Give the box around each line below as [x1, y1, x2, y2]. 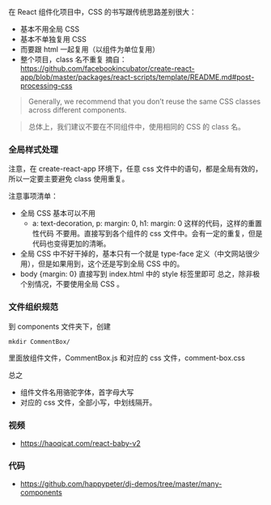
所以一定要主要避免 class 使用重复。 [8, 174, 129, 184]
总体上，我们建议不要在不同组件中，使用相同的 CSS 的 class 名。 [28, 122, 245, 131]
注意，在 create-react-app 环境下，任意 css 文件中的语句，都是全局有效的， [8, 164, 263, 174]
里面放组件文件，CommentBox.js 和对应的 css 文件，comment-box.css [8, 353, 245, 363]
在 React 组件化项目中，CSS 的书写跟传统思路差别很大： [8, 7, 197, 16]
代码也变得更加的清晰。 [32, 239, 111, 248]
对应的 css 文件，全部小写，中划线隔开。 [19, 397, 157, 407]
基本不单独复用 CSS [19, 35, 87, 44]
